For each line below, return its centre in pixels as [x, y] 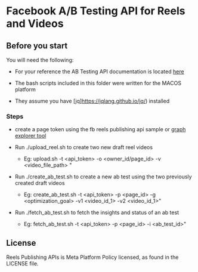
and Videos [35, 24]
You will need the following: [40, 60]
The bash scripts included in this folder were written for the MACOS [98, 83]
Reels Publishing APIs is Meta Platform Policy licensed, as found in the [92, 257]
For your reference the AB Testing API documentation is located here [99, 72]
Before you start [37, 46]
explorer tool [30, 136]
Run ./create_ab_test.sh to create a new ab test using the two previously [103, 177]
